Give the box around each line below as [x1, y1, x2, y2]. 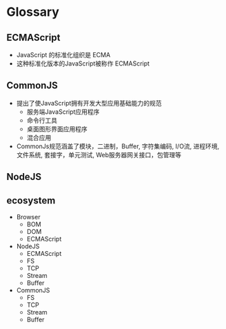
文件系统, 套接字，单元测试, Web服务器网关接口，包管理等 [16, 150, 182, 159]
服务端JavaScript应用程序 [26, 108, 100, 116]
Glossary [6, 4, 60, 20]
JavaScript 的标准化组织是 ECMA [16, 51, 111, 59]
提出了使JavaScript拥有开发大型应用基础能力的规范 [16, 99, 163, 107]
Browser [16, 213, 41, 221]
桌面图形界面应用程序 [26, 125, 88, 133]
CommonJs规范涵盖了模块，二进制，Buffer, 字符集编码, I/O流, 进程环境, [16, 142, 220, 150]
